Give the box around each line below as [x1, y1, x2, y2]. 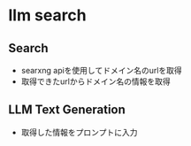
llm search [8, 5, 87, 26]
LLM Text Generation [8, 103, 126, 118]
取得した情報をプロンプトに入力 [20, 127, 138, 137]
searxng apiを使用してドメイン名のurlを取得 [20, 65, 182, 75]
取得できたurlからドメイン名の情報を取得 [20, 76, 171, 87]
